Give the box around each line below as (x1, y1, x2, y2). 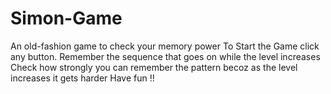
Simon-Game (10, 7, 123, 30)
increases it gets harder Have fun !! (10, 72, 155, 84)
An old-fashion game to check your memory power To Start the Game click (10, 40, 320, 52)
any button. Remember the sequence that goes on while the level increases (10, 50, 321, 62)
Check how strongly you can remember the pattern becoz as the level (10, 61, 298, 73)
